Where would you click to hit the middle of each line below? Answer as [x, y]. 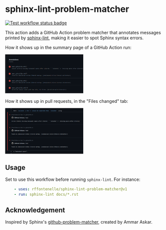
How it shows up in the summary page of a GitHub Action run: [68, 47]
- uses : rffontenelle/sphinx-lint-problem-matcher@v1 [71, 189]
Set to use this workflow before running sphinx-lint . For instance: [73, 179]
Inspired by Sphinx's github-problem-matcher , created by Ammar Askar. [79, 222]
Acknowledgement [35, 210]
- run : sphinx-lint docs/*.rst [46, 195]
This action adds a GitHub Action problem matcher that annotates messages [83, 32]
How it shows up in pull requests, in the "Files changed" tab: [67, 101]
